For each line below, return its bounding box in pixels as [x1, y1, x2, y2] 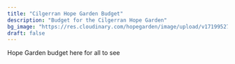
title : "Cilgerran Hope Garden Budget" [7, 10, 124, 17]
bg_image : [7, 23, 36, 30]
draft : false [7, 29, 45, 37]
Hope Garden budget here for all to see [7, 49, 120, 57]
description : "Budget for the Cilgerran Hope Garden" [7, 17, 168, 24]
